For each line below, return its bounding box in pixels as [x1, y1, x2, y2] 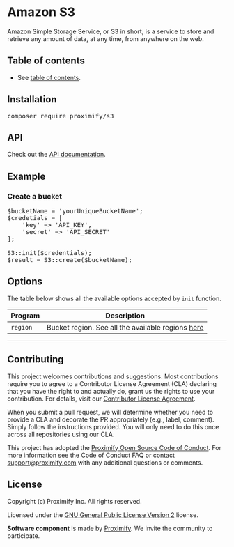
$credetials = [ [7, 214, 63, 222]
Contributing [7, 353, 64, 366]
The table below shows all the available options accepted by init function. [7, 294, 221, 302]
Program [10, 311, 40, 321]
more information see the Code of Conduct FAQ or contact [7, 451, 175, 459]
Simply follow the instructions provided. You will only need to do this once [7, 422, 219, 431]
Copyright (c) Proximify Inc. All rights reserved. [7, 497, 142, 505]
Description [105, 311, 146, 321]
